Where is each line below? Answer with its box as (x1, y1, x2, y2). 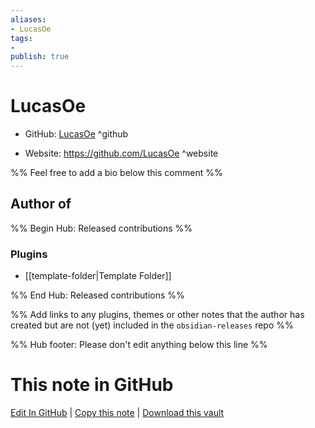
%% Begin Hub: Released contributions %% (10, 222, 193, 234)
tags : (10, 33, 33, 43)
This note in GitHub (10, 374, 174, 396)
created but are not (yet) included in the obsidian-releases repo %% (10, 319, 294, 331)
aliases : (10, 14, 47, 25)
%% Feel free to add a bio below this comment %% (10, 167, 223, 179)
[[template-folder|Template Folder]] (24, 270, 172, 282)
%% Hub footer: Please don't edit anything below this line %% (10, 339, 268, 351)
